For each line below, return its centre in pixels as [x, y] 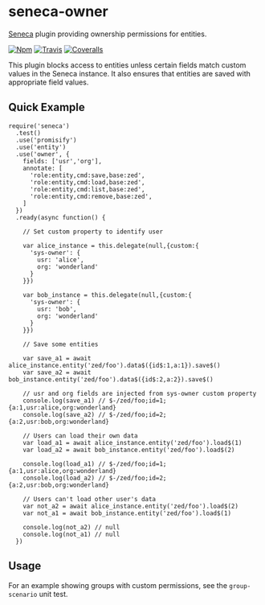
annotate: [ [43, 168]
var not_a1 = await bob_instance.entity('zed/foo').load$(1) [127, 513]
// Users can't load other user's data [90, 499]
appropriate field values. [49, 82]
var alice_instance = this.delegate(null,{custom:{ [111, 245]
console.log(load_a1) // [64, 464]
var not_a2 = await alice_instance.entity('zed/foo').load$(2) [131, 506]
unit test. [53, 594]
